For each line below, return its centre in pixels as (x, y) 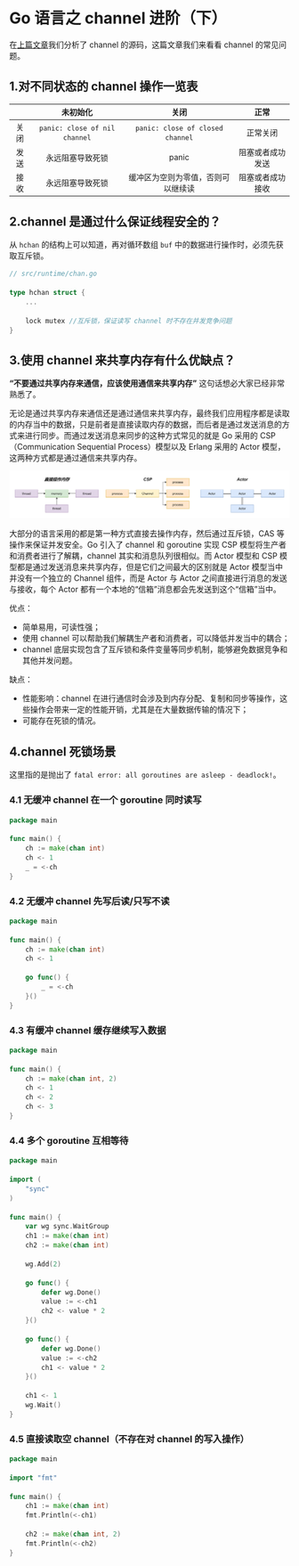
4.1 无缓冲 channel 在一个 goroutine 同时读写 (105, 800)
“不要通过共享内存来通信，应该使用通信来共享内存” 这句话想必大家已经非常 (147, 383)
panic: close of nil (77, 128)
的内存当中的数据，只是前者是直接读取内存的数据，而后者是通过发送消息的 (145, 425)
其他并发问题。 (49, 661)
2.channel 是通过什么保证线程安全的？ (115, 221)
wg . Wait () (44, 1405)
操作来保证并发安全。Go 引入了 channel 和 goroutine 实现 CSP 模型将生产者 (148, 545)
